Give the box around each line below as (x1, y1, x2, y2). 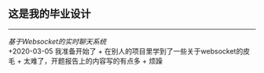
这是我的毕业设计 (8, 7, 91, 21)
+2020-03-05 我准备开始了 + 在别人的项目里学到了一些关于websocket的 (8, 46, 244, 56)
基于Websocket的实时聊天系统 (8, 36, 107, 46)
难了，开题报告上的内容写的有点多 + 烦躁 (30, 56, 163, 65)
